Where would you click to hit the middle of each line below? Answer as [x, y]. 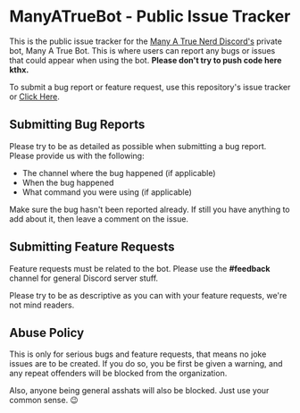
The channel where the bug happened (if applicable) [119, 173]
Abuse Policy [47, 333]
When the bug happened [68, 182]
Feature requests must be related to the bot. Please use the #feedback [140, 268]
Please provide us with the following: [77, 156]
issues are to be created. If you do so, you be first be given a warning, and [146, 364]
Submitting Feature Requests [92, 247]
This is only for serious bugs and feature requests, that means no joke [138, 354]
